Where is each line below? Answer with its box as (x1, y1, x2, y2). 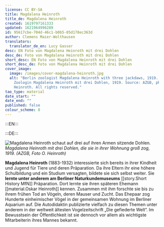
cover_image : (5, 67, 32, 72)
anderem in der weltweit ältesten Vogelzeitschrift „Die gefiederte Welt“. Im (5, 206, 154, 212)
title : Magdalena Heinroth (5, 12, 60, 17)
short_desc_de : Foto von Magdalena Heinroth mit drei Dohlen (5, 62, 132, 67)
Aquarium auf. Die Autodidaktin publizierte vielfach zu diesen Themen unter (5, 202, 158, 207)
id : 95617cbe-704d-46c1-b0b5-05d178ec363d (5, 30, 93, 35)
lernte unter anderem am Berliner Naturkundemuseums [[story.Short (5, 175, 147, 181)
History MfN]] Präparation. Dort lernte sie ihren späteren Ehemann (5, 180, 139, 186)
